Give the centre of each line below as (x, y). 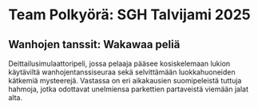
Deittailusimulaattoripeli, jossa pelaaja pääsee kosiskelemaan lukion (119, 63)
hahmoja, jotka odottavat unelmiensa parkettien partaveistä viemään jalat (129, 89)
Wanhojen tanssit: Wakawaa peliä (94, 44)
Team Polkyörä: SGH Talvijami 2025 (130, 15)
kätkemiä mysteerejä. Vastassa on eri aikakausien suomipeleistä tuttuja (125, 81)
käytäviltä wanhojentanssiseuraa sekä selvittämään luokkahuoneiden (122, 72)
